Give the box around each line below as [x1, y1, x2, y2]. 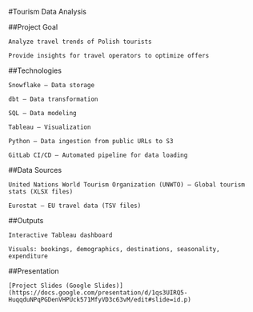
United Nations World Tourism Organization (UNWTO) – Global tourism [8, 181, 246, 189]
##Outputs [8, 216, 44, 225]
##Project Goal [8, 22, 58, 31]
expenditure [8, 252, 48, 260]
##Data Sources [8, 166, 62, 174]
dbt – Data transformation [8, 95, 98, 103]
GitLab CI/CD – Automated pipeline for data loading [8, 151, 188, 159]
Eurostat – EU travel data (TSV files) [8, 202, 142, 210]
